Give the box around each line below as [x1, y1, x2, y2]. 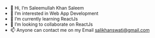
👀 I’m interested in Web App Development [10, 10, 99, 16]
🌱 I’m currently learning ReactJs [10, 16, 78, 22]
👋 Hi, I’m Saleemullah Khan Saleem [10, 5, 84, 11]
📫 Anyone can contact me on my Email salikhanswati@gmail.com [10, 27, 150, 33]
